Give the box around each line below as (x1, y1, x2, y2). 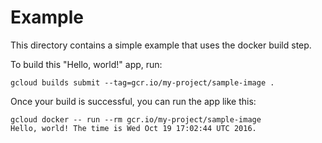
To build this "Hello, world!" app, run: (10, 58, 163, 70)
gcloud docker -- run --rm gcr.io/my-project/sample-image (10, 114, 262, 125)
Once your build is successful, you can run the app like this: (10, 95, 257, 107)
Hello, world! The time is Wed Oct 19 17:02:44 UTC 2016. (10, 123, 257, 133)
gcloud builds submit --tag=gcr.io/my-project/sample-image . (10, 77, 275, 88)
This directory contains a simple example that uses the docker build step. (10, 39, 312, 51)
